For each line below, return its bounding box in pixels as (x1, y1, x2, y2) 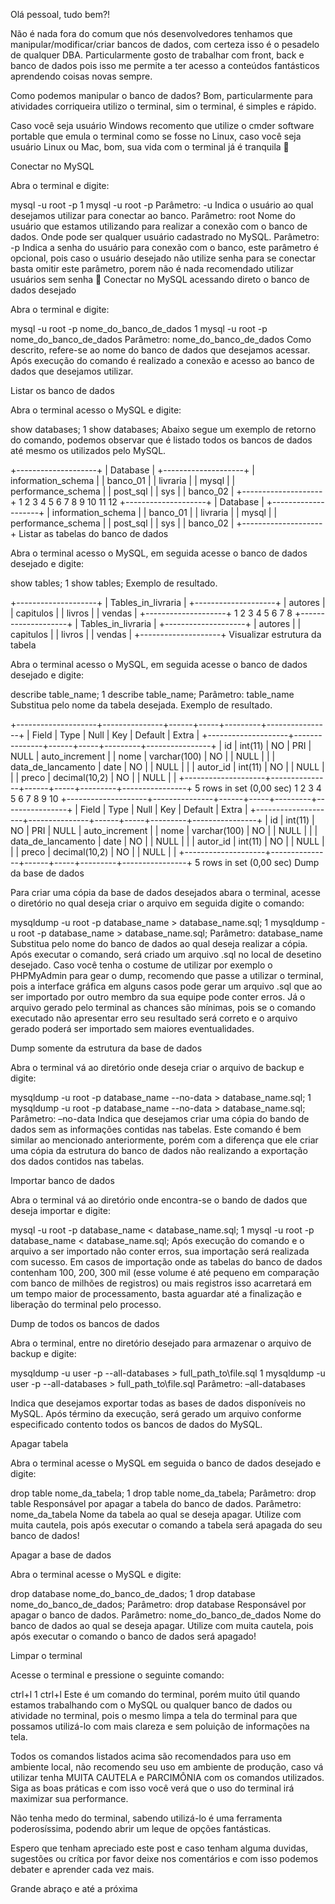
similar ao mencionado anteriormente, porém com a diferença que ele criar (10, 1134, 319, 1146)
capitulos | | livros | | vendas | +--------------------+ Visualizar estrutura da (10, 629, 322, 640)
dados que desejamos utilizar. (10, 365, 134, 377)
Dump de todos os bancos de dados (10, 1318, 160, 1329)
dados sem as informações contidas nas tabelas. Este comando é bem (10, 1124, 302, 1135)
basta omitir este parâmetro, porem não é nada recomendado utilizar (10, 263, 294, 274)
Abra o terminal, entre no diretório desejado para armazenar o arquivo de (10, 1337, 312, 1349)
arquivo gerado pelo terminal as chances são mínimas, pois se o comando (10, 1002, 317, 1013)
